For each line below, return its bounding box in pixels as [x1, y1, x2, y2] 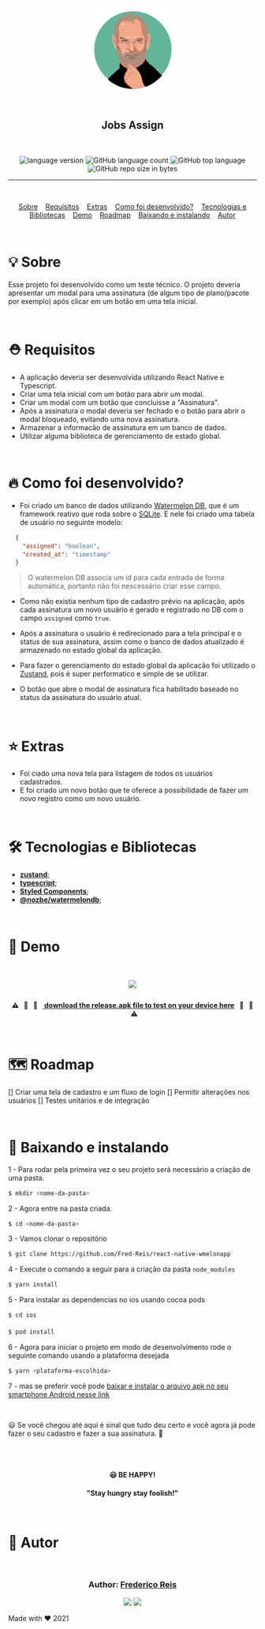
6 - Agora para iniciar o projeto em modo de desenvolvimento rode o [8, 1342, 232, 1351]
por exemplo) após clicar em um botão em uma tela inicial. [8, 296, 199, 305]
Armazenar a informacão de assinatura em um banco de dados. [19, 422, 227, 432]
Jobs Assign [101, 118, 164, 132]
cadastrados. [19, 777, 63, 787]
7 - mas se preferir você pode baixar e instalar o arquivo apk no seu [8, 1381, 229, 1391]
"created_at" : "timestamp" [22, 550, 111, 558]
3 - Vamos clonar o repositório [8, 1234, 108, 1244]
